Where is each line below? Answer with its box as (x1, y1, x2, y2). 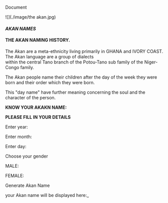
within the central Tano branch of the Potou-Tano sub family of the (5, 59, 144, 65)
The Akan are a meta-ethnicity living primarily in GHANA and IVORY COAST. (5, 48, 163, 54)
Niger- (144, 59, 158, 65)
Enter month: (5, 133, 32, 140)
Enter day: (5, 143, 27, 149)
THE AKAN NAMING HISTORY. (5, 37, 71, 43)
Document (5, 5, 27, 10)
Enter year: (5, 123, 28, 130)
